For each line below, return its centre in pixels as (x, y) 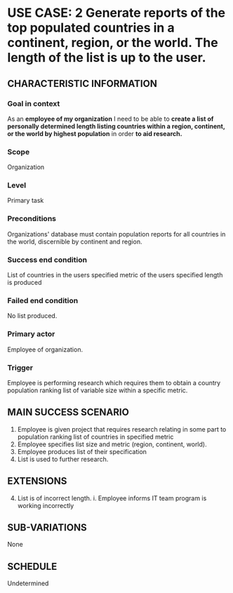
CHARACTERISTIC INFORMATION (82, 83)
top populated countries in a (91, 28)
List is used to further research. (63, 459)
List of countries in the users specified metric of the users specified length (115, 275)
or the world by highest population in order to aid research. (95, 133)
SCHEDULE (32, 566)
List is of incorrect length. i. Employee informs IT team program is (112, 498)
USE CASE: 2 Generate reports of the (116, 13)
